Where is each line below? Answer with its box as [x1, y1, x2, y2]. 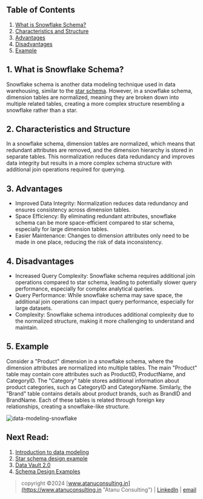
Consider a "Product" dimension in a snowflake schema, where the [6, 357, 174, 365]
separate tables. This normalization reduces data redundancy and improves [6, 153, 195, 160]
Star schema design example [15, 455, 88, 462]
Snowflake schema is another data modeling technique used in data [6, 80, 176, 88]
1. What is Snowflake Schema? [6, 64, 124, 75]
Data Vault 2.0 [15, 461, 51, 469]
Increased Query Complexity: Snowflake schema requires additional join [15, 272, 196, 280]
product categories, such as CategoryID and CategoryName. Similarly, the [6, 383, 192, 391]
